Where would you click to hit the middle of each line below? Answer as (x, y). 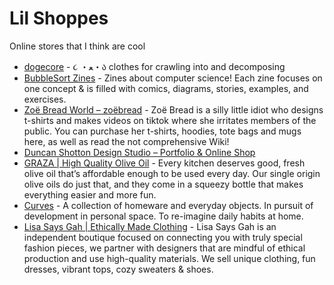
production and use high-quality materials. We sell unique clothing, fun (169, 258)
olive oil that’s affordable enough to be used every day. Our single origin (172, 173)
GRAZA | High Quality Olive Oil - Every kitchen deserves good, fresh (164, 163)
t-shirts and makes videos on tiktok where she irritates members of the (170, 120)
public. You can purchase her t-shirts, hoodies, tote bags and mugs (162, 131)
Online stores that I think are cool (77, 46)
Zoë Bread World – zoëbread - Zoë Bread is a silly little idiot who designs (173, 109)
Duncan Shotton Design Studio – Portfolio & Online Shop (139, 152)
